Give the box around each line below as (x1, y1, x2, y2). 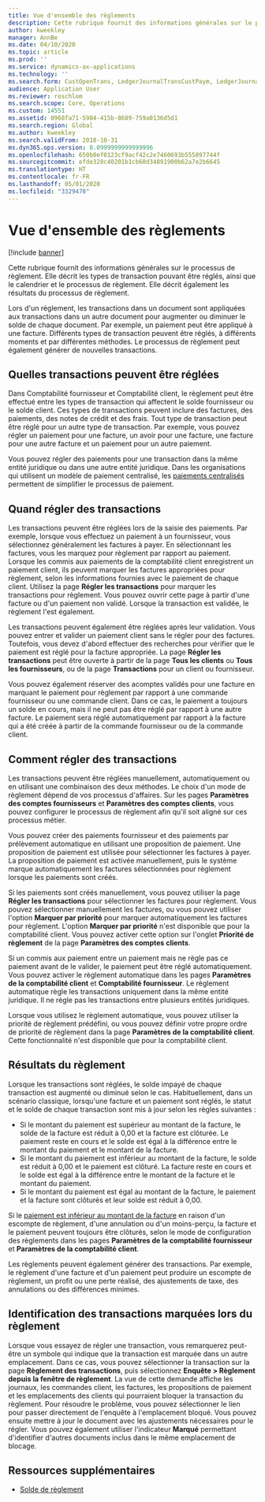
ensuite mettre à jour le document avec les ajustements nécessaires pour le (8, 1416, 254, 1426)
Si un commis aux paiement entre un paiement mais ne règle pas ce (8, 953, 229, 963)
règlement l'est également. (8, 607, 95, 617)
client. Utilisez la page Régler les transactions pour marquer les (8, 582, 217, 591)
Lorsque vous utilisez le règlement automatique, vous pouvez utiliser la (8, 1011, 239, 1019)
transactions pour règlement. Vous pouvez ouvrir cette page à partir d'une (8, 591, 250, 600)
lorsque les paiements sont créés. (8, 873, 118, 881)
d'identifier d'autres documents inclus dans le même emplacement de (8, 1433, 236, 1442)
